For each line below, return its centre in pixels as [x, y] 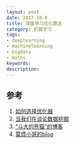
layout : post [23, 12]
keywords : [19, 63]
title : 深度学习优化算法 [34, 23]
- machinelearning [30, 47]
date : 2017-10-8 [27, 18]
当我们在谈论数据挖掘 [42, 119]
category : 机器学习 [29, 29]
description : [23, 69]
